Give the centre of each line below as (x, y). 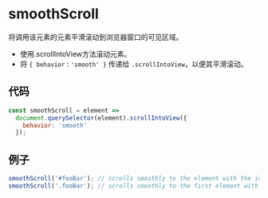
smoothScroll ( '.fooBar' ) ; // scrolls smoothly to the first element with (134, 186)
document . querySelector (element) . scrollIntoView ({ (101, 118)
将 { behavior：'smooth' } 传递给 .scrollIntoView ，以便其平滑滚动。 (134, 64)
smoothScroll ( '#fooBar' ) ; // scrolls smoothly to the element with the (130, 179)
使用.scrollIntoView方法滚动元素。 (75, 53)
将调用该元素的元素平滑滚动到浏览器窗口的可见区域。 (96, 37)
